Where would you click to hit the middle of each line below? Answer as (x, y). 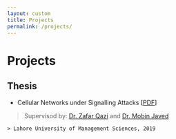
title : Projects (30, 20)
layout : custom (29, 13)
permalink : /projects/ (40, 26)
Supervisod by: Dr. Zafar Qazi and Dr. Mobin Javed (96, 116)
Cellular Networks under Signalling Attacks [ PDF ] (87, 103)
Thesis (22, 86)
